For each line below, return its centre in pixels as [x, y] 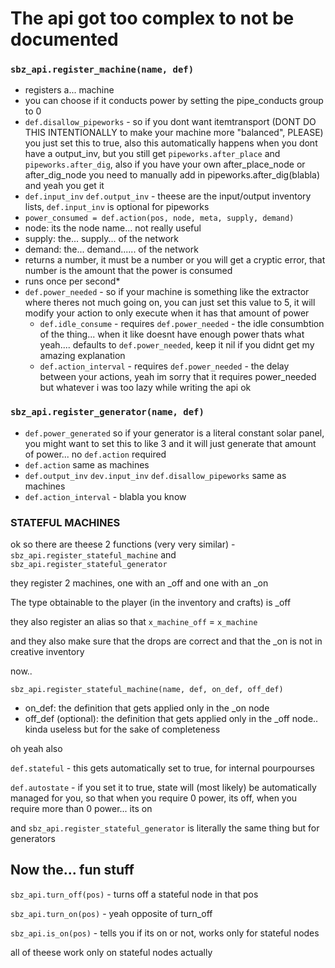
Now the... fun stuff [72, 870]
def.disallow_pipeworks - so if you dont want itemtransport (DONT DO [170, 122]
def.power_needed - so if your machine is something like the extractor [167, 292]
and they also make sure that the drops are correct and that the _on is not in [166, 641]
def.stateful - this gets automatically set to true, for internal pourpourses [162, 768]
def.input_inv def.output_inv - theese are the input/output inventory [168, 196]
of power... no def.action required [95, 454]
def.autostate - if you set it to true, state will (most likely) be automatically [163, 788]
